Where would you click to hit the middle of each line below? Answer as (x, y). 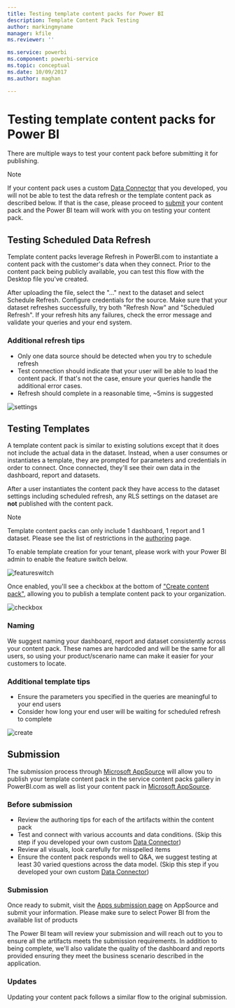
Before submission (40, 804)
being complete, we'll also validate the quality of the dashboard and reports (116, 948)
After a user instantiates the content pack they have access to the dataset (114, 489)
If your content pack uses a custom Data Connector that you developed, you (117, 188)
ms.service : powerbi (37, 53)
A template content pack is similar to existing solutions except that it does (113, 446)
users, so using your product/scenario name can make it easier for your (111, 656)
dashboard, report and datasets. (54, 475)
